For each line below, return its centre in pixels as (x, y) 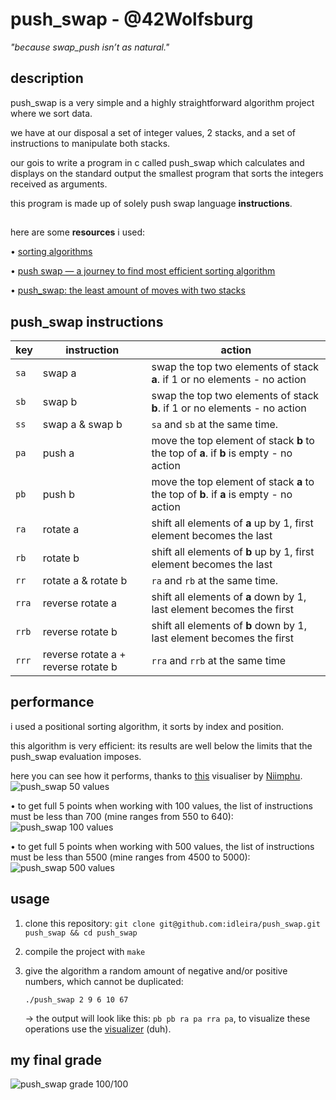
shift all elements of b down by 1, (229, 625)
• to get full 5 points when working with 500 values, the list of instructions (162, 846)
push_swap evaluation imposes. (76, 756)
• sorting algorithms (51, 252)
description (47, 78)
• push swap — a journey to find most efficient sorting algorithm (143, 271)
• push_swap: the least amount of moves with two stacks (128, 290)
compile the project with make (85, 951)
